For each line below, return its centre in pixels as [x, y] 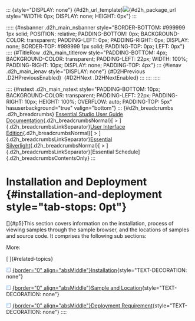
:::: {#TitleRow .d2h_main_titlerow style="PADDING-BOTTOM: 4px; [87, 53]
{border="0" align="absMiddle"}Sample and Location [77, 288]
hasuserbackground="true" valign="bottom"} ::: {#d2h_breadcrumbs [90, 108]
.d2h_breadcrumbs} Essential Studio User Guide [65, 114]
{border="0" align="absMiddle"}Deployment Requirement [83, 305]
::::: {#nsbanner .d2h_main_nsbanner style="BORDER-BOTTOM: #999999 [96, 27]
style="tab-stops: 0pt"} [67, 207]
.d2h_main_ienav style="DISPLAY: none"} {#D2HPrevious [76, 71]
